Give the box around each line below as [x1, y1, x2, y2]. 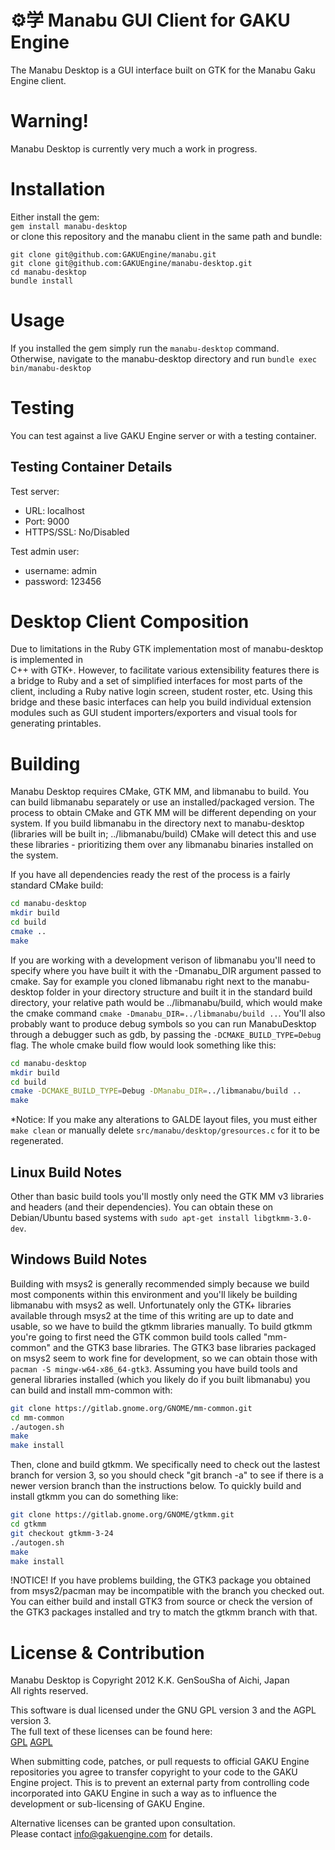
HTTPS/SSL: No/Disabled [24, 526, 130, 538]
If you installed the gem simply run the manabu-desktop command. [10, 342, 280, 354]
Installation [10, 178, 106, 201]
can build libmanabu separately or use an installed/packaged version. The [10, 796, 315, 808]
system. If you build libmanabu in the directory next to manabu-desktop [10, 817, 305, 830]
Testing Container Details [10, 459, 173, 476]
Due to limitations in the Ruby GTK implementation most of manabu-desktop [10, 643, 324, 655]
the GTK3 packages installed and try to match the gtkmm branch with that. [10, 1606, 318, 1618]
